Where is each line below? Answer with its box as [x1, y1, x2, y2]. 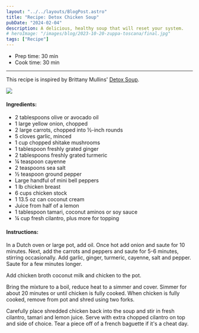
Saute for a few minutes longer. [6, 261, 83, 268]
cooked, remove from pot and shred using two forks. [6, 296, 135, 303]
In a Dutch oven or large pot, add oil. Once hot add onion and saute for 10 [6, 242, 185, 249]
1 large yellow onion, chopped [14, 120, 88, 128]
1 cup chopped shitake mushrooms [14, 139, 101, 146]
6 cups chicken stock [14, 189, 67, 196]
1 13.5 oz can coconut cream [14, 196, 85, 203]
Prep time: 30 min [14, 53, 59, 59]
